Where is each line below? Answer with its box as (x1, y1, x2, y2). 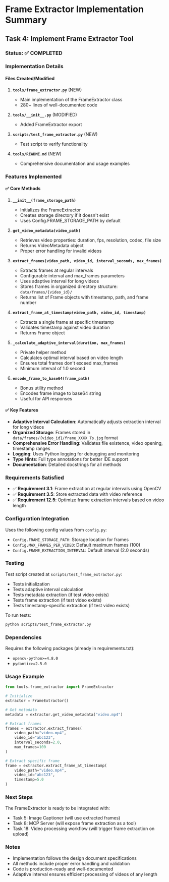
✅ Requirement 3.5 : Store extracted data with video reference (12, 491, 143, 497)
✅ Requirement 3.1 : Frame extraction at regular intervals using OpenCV (12, 486, 161, 492)
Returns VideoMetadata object (20, 242, 84, 248)
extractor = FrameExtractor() (5, 698, 69, 703)
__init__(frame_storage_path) (12, 198, 77, 203)
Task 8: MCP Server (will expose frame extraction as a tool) (12, 820, 136, 827)
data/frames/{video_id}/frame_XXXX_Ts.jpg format (12, 435, 119, 441)
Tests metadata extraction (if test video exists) (12, 592, 109, 598)
